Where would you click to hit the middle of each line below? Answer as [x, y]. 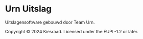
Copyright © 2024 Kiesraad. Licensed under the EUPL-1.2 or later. [72, 31]
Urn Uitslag [28, 9]
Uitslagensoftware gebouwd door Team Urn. [50, 22]
